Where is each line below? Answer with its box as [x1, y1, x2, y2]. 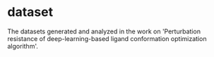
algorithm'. [7, 42, 39, 50]
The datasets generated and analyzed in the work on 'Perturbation [7, 27, 201, 35]
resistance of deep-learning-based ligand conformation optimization [7, 34, 207, 42]
